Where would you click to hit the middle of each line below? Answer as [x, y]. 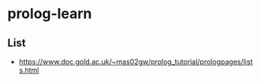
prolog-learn [50, 14]
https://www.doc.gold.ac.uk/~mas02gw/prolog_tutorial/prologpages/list [136, 61]
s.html [29, 70]
